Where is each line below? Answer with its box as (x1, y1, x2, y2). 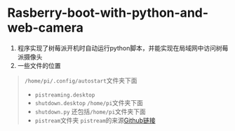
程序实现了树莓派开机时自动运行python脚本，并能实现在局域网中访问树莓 (17, 43, 229, 52)
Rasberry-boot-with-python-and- (7, 5, 209, 21)
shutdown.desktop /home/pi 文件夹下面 (34, 98, 144, 106)
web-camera (7, 20, 84, 36)
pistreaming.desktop (34, 91, 95, 99)
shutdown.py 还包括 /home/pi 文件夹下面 (34, 107, 146, 116)
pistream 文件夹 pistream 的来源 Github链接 (34, 116, 156, 124)
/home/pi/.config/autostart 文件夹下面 (24, 76, 137, 85)
